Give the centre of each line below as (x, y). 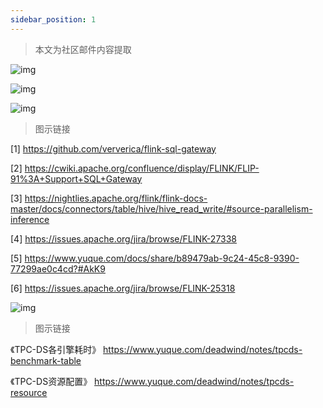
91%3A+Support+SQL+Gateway (76, 178)
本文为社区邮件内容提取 (83, 49)
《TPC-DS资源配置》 (51, 381)
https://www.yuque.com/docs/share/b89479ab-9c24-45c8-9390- (162, 258)
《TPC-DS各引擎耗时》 (56, 349)
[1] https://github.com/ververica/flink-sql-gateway (113, 148)
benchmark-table (46, 360)
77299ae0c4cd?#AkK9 (58, 268)
